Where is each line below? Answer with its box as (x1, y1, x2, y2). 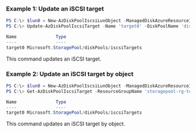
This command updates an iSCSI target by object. (6, 120, 125, 127)
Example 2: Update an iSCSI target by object (6, 69, 134, 78)
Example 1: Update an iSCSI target (6, 5, 104, 13)
